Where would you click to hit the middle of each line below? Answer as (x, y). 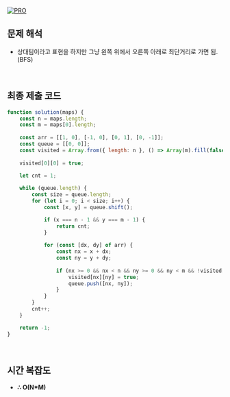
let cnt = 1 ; (38, 176)
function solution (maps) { (46, 112)
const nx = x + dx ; (84, 252)
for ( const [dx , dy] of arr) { (88, 245)
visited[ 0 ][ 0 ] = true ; (52, 163)
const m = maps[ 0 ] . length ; (58, 125)
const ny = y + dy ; (84, 258)
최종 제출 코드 (34, 96)
